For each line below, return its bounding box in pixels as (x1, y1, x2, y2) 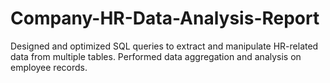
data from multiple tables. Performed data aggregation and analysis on (10, 50, 302, 62)
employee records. (10, 61, 88, 73)
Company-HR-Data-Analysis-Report (10, 7, 320, 30)
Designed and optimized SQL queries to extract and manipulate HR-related (10, 40, 319, 52)
